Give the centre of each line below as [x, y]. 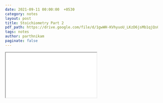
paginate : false [21, 41]
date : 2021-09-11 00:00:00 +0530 [40, 9]
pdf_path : [15, 27]
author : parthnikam [25, 37]
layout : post [18, 18]
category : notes [21, 14]
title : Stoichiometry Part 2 [34, 23]
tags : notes [17, 32]
